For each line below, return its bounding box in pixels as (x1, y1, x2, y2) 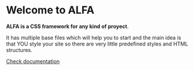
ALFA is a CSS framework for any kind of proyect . (6, 23, 129, 30)
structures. (6, 46, 32, 53)
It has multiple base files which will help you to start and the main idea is (6, 34, 181, 41)
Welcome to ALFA (6, 3, 95, 17)
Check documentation (6, 58, 60, 65)
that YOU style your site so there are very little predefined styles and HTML (6, 40, 188, 47)
